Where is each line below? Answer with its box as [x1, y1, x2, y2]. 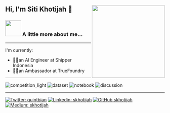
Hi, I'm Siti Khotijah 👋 [5, 5, 72, 14]
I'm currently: [5, 47, 33, 53]
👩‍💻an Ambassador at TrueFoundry [12, 68, 85, 74]
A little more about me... [22, 31, 83, 38]
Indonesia [12, 62, 33, 68]
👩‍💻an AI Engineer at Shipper [12, 56, 72, 63]
